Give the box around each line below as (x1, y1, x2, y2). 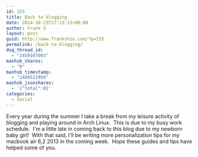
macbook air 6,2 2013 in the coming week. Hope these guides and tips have (6, 138, 192, 145)
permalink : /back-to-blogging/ (6, 42, 83, 48)
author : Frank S (6, 25, 46, 31)
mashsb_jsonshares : (6, 80, 54, 86)
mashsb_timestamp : (6, 69, 51, 75)
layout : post (6, 31, 38, 37)
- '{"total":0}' (11, 86, 51, 91)
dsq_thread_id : (6, 47, 44, 53)
